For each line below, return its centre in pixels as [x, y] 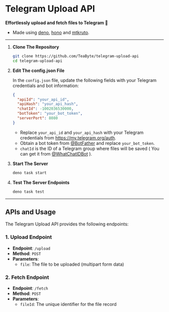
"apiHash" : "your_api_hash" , [48, 104]
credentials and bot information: [46, 86]
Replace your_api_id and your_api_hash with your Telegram [82, 132]
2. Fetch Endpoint [27, 277]
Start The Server [30, 164]
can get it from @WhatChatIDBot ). [56, 153]
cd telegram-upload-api [37, 61]
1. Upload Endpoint [28, 237]
